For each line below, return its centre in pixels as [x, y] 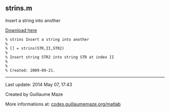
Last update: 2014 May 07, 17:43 [39, 84]
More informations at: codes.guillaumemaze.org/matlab [63, 104]
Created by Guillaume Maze [34, 94]
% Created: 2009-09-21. [30, 70]
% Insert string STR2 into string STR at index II [60, 57]
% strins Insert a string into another [47, 39]
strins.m [19, 8]
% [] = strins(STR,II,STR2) [35, 48]
